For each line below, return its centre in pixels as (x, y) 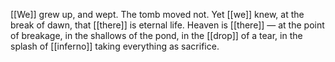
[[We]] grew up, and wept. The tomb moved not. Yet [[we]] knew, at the (157, 14)
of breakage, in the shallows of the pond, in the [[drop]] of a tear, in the (156, 35)
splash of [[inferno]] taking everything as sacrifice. (115, 46)
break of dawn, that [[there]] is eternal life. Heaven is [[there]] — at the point (167, 25)
